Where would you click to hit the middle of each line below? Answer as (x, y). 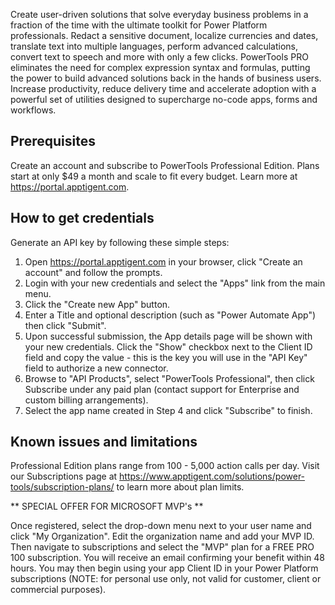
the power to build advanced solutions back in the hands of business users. (166, 78)
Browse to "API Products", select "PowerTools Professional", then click (169, 378)
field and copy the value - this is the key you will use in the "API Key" (166, 357)
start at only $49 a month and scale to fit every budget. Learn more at (154, 176)
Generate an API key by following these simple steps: (120, 242)
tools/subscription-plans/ (62, 487)
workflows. (33, 110)
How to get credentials (82, 218)
